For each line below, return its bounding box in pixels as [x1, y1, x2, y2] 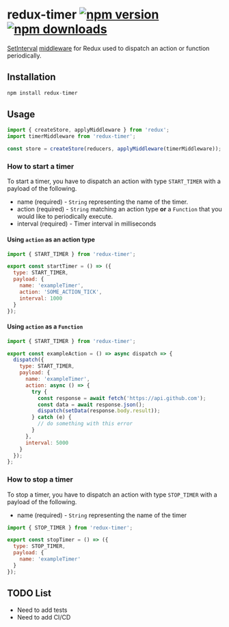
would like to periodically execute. [16, 213, 113, 221]
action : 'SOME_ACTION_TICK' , [19, 288, 103, 295]
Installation [7, 71, 56, 83]
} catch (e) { [31, 414, 72, 421]
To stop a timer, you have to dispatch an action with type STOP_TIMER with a [7, 490, 217, 499]
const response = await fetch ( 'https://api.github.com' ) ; [37, 394, 206, 401]
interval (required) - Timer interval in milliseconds [16, 220, 157, 228]
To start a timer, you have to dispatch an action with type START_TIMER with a [7, 177, 221, 185]
